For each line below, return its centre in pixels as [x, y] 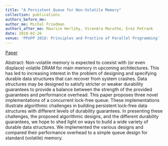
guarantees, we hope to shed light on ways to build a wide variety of [77, 122]
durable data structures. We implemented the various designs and [74, 127]
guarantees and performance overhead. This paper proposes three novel [82, 95]
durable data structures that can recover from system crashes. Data [76, 79]
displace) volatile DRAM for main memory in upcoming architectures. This [82, 68]
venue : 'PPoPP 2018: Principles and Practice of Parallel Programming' [82, 39]
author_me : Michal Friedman [35, 24]
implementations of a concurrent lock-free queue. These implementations [82, 100]
